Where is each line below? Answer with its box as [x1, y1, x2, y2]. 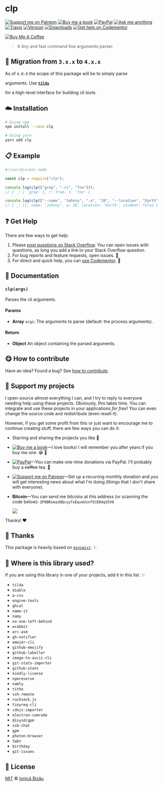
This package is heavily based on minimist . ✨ [5, 545, 97, 550]
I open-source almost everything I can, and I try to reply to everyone [5, 395, 143, 401]
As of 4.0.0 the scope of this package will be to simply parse [5, 71, 128, 76]
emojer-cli [12, 640, 35, 645]
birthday [12, 744, 30, 749]
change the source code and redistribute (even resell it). [5, 410, 118, 416]
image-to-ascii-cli [12, 656, 52, 661]
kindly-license [12, 671, 43, 676]
